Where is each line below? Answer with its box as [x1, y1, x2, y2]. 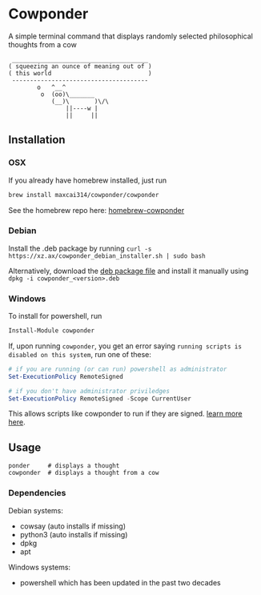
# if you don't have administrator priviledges [8, 387, 171, 395]
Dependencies [8, 488, 66, 499]
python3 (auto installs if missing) [19, 529, 128, 539]
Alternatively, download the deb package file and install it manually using [8, 266, 249, 275]
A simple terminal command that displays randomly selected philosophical [8, 31, 254, 41]
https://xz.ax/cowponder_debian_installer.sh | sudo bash [8, 251, 206, 260]
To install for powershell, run [8, 312, 102, 321]
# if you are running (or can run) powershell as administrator [8, 365, 227, 373]
